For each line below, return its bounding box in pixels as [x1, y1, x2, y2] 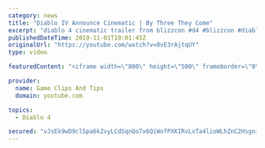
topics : [8, 106, 34, 114]
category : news [8, 11, 58, 20]
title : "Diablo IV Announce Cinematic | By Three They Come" [8, 19, 214, 27]
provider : [8, 77, 41, 85]
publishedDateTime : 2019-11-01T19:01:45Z [8, 33, 147, 42]
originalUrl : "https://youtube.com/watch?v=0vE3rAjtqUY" [8, 41, 200, 49]
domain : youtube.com [15, 92, 83, 100]
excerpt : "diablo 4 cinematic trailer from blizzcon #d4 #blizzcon [8, 26, 235, 34]
